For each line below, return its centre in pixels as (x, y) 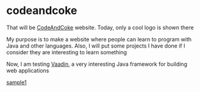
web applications (28, 70)
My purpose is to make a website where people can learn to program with (99, 39)
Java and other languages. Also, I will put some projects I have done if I (96, 46)
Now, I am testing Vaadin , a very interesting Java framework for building (97, 64)
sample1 (16, 82)
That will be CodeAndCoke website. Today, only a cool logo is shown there (100, 27)
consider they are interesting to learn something (66, 52)
